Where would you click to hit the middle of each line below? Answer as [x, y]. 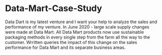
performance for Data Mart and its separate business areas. [65, 47]
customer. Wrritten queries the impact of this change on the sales [71, 42]
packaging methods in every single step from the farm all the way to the [78, 37]
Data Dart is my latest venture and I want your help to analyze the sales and [81, 22]
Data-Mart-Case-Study [54, 8]
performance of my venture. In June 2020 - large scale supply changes [77, 27]
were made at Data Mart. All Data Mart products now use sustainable [75, 32]
